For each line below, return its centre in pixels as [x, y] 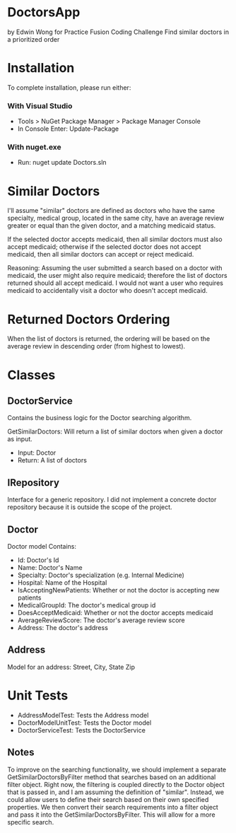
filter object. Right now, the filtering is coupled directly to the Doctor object [116, 784]
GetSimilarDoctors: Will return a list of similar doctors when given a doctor [115, 431]
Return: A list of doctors [52, 460]
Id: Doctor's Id [38, 560]
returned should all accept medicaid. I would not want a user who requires [116, 283]
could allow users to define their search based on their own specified [108, 799]
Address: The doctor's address [63, 627]
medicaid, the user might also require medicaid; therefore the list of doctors [117, 276]
